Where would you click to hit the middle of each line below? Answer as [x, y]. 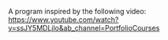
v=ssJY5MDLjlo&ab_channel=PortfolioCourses [84, 28]
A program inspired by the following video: [77, 11]
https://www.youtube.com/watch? [63, 20]
